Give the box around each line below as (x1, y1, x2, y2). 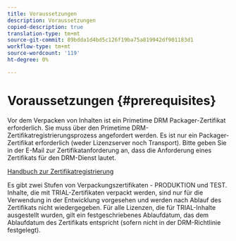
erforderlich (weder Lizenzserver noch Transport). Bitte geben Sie (35, 138, 227, 147)
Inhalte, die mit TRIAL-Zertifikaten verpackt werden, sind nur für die (7, 188, 204, 197)
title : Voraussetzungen (7, 10, 77, 18)
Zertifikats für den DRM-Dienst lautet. (7, 153, 116, 162)
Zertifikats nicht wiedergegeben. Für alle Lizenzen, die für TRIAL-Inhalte (7, 203, 216, 211)
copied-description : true (7, 23, 83, 30)
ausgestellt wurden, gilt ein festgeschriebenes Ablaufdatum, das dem (7, 211, 209, 219)
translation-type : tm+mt (7, 30, 80, 37)
